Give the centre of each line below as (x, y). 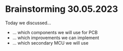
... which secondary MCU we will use (50, 43)
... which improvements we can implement (56, 38)
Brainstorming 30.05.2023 (62, 9)
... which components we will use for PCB (55, 32)
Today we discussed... (28, 23)
